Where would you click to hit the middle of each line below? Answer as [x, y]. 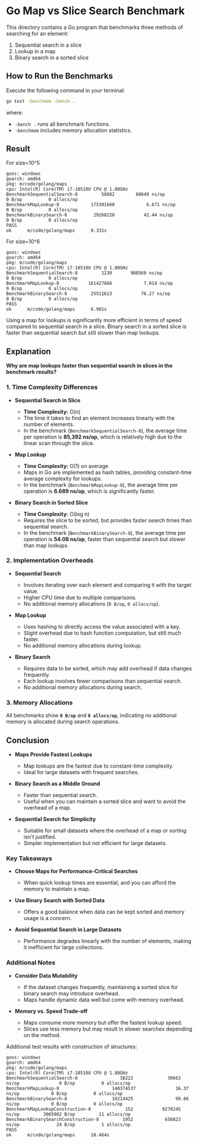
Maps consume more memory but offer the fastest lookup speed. [103, 1022]
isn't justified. [40, 837]
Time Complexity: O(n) [52, 411]
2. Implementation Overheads [50, 561]
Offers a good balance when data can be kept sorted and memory [104, 912]
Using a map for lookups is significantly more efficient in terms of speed [94, 320]
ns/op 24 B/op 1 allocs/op [69, 1124]
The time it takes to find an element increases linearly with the [99, 418]
